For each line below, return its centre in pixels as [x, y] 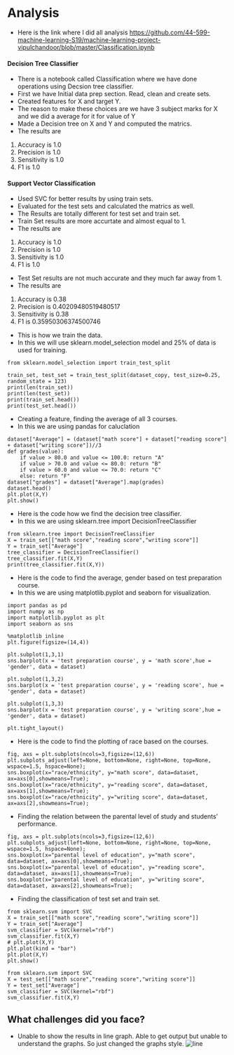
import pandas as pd [37, 606]
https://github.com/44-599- [170, 32]
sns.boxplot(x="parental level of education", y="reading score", [106, 868]
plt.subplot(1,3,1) [36, 655]
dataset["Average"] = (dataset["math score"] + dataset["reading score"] [117, 439]
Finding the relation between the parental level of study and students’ [118, 816]
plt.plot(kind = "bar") [42, 949]
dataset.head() [29, 489]
